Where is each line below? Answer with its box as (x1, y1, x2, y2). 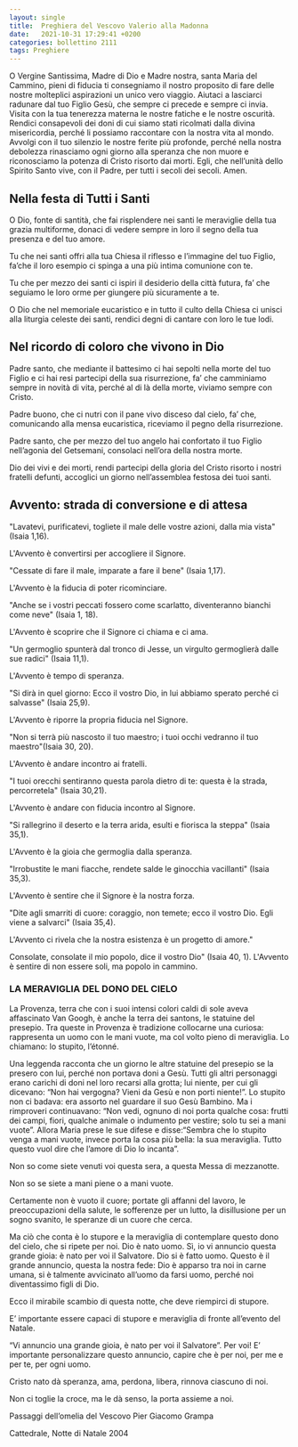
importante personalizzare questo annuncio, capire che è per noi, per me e (9, 1349, 284, 1360)
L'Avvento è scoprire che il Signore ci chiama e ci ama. (9, 626, 209, 637)
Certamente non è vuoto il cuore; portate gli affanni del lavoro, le (9, 1195, 246, 1206)
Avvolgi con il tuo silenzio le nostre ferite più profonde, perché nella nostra (9, 137, 282, 148)
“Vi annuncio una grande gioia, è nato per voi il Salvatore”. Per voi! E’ (9, 1339, 261, 1350)
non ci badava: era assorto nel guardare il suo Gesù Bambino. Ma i (9, 1096, 253, 1107)
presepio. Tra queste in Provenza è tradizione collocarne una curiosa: (9, 1021, 264, 1033)
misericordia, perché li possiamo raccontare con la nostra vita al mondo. (9, 127, 274, 138)
